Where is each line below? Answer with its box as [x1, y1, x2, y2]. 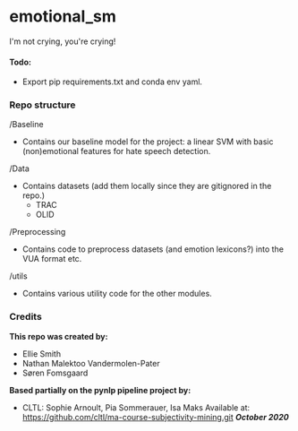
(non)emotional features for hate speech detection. [21, 146, 211, 157]
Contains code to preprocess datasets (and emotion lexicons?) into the [21, 244, 285, 254]
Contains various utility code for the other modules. [21, 289, 212, 299]
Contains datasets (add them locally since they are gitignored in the [21, 181, 272, 192]
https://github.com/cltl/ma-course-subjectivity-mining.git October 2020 [21, 411, 289, 422]
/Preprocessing [9, 227, 66, 237]
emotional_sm [9, 6, 116, 27]
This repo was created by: [9, 331, 108, 341]
